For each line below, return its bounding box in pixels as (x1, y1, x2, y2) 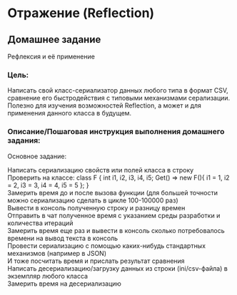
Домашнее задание (7, 33, 101, 46)
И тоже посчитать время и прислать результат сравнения (7, 257, 185, 265)
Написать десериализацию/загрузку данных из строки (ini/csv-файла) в (7, 264, 228, 272)
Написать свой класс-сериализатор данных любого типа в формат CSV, (7, 86, 228, 95)
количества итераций (7, 219, 74, 227)
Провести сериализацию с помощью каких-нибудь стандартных (7, 241, 206, 250)
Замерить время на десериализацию (7, 279, 121, 288)
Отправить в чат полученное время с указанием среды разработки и (7, 211, 221, 219)
